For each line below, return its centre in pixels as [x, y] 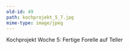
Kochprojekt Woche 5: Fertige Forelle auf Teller [65, 40]
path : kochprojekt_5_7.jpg [40, 17]
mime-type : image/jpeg [35, 23]
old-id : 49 [20, 12]
